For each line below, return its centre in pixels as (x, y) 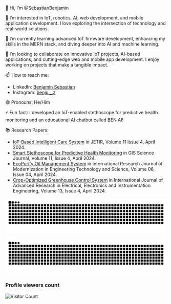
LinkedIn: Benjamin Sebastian (44, 87)
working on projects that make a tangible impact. (57, 65)
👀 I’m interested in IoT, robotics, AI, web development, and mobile (74, 18)
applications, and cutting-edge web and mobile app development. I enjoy (82, 59)
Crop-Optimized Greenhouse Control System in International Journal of (88, 180)
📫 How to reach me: (27, 75)
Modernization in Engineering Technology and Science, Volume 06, (84, 169)
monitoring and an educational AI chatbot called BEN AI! (65, 120)
